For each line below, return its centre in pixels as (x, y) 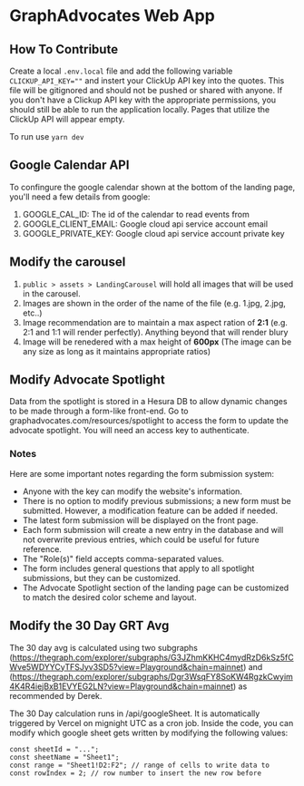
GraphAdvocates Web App (112, 16)
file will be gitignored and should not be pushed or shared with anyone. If (146, 90)
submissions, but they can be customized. (102, 577)
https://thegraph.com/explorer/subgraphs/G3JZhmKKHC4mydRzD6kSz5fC (153, 657)
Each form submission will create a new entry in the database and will (153, 529)
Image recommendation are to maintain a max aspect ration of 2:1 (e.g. (155, 322)
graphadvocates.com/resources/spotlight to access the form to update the (149, 421)
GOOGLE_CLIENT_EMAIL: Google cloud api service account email (145, 224)
